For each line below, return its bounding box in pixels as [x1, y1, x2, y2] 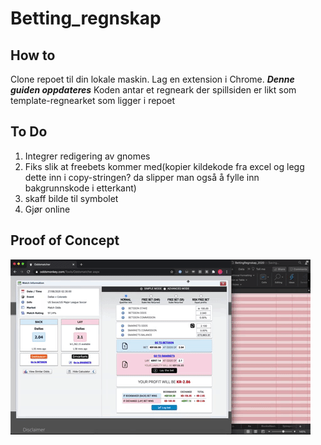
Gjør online [24, 203, 71, 215]
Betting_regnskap [10, 7, 162, 30]
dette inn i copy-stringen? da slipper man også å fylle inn [24, 171, 260, 183]
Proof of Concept [10, 232, 120, 249]
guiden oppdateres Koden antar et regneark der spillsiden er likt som [10, 84, 297, 96]
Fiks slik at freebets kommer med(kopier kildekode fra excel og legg [24, 160, 305, 172]
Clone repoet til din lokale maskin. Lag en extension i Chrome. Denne [10, 73, 295, 85]
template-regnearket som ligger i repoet [10, 95, 176, 106]
